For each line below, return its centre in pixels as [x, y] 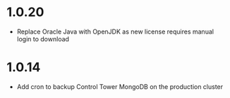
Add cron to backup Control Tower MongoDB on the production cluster [120, 86]
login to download [43, 38]
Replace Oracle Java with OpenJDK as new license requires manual [115, 31]
